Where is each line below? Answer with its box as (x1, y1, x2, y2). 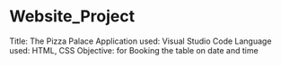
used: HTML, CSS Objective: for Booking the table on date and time (9, 45, 259, 55)
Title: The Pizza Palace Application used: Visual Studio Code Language (9, 36, 272, 46)
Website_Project (9, 6, 136, 27)
